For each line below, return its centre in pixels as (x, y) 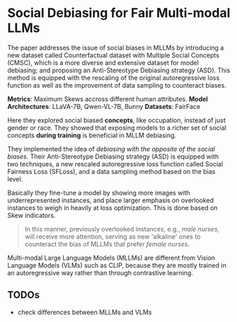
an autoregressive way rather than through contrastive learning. (100, 272)
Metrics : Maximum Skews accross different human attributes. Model (108, 99)
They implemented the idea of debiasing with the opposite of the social (111, 149)
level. (15, 179)
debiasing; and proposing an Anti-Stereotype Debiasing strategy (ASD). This (119, 70)
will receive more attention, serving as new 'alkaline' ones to (112, 236)
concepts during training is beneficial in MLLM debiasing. (92, 135)
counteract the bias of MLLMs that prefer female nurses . (107, 244)
